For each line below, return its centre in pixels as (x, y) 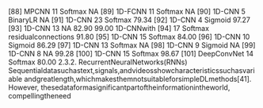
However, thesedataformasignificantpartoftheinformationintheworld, (119, 87)
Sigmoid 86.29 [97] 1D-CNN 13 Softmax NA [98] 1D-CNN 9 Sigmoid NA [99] (132, 45)
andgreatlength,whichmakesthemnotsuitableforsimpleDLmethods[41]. (137, 79)
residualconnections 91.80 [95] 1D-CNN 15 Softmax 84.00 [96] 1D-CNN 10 (129, 37)
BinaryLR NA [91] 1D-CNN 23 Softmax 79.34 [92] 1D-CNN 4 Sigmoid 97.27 (130, 20)
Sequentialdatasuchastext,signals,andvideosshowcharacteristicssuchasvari (131, 70)
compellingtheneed (40, 96)
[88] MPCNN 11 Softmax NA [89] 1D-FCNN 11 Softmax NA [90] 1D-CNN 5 (127, 12)
